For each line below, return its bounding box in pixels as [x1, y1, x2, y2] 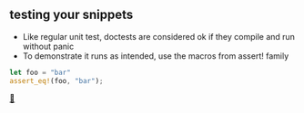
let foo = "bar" [9, 68, 71, 77]
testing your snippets [9, 7, 134, 23]
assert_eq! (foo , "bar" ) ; [9, 76, 104, 85]
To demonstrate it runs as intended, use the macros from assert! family [22, 50, 289, 61]
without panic [22, 41, 75, 52]
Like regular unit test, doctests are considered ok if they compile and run [22, 31, 296, 42]
